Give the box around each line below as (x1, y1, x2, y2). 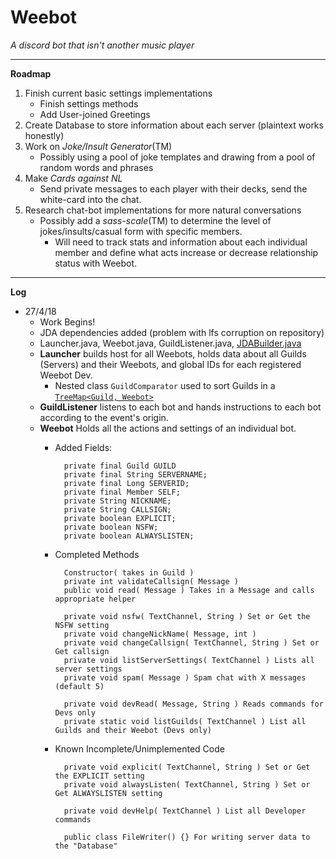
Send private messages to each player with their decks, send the (39, 182, 308, 195)
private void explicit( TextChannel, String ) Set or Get (63, 762, 311, 772)
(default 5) (54, 681, 105, 691)
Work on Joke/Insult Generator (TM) (24, 140, 173, 152)
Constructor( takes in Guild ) (63, 567, 195, 578)
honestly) (24, 129, 65, 141)
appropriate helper (54, 594, 137, 604)
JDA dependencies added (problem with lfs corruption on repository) (39, 326, 325, 338)
